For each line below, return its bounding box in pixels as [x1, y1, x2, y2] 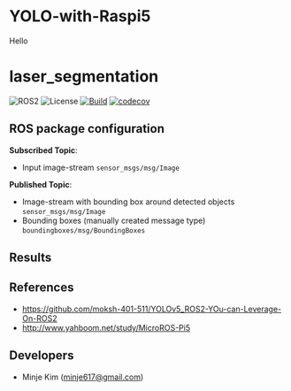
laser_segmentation [9, 66, 159, 87]
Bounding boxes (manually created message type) [21, 215, 206, 226]
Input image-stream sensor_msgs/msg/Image [21, 162, 180, 172]
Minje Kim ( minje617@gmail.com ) [21, 372, 144, 382]
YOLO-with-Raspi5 [9, 6, 151, 27]
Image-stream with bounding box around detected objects [21, 196, 235, 207]
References [9, 280, 74, 295]
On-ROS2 [21, 312, 57, 324]
